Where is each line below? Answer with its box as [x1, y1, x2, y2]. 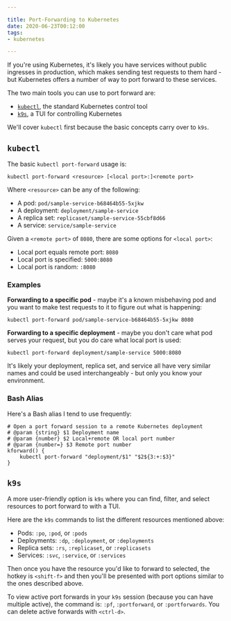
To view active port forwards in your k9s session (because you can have [7, 593, 214, 601]
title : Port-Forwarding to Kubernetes [7, 16, 119, 23]
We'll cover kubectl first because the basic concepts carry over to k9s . [7, 123, 209, 132]
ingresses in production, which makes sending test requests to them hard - [7, 68, 222, 76]
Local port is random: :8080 [17, 263, 96, 271]
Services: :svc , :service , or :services [17, 551, 126, 559]
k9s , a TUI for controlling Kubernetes [17, 110, 123, 118]
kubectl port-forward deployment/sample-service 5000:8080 [7, 350, 182, 357]
